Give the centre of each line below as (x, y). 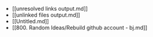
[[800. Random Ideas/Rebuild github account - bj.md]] (80, 27)
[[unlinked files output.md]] (46, 15)
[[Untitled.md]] (31, 21)
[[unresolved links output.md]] (50, 9)
